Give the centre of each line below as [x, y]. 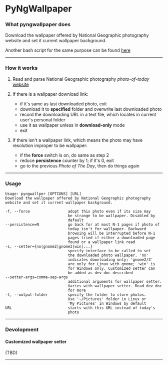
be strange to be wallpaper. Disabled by [111, 216]
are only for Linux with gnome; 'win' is [111, 264]
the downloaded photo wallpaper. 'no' [108, 255]
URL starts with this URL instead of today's [80, 308]
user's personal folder [43, 120]
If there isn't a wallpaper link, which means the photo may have [77, 140]
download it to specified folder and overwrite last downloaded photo [91, 109]
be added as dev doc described [100, 273]
